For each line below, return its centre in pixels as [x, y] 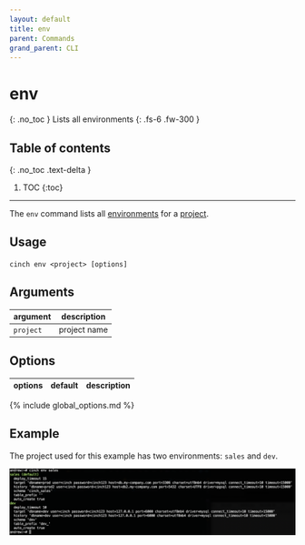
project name [84, 330]
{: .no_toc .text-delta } [50, 170]
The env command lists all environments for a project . [109, 213]
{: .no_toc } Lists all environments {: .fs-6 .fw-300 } [105, 119]
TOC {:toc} [43, 187]
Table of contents [60, 148]
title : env [30, 29]
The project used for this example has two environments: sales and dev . [144, 456]
